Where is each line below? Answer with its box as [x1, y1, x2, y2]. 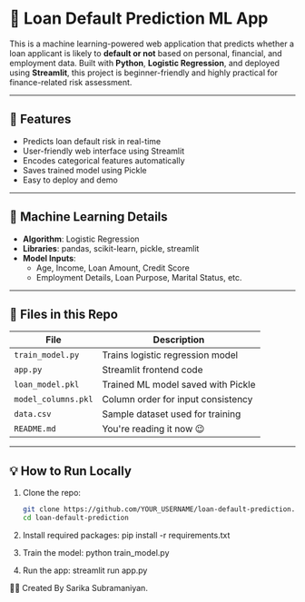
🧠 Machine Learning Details [9, 209, 168, 225]
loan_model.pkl [14, 380, 80, 390]
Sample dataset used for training [102, 408, 241, 420]
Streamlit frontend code [102, 363, 203, 376]
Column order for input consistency [102, 393, 253, 406]
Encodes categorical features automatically [22, 154, 185, 166]
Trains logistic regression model [102, 349, 239, 361]
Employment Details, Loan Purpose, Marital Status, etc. [35, 271, 242, 282]
